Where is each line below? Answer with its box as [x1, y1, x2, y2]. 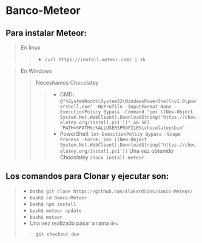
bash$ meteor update [29, 207, 82, 214]
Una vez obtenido [129, 147, 174, 155]
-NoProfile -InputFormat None [95, 104, 172, 110]
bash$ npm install [29, 201, 76, 207]
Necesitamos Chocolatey [35, 79, 99, 86]
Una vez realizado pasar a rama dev [29, 219, 119, 227]
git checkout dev [35, 231, 80, 237]
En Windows [20, 67, 52, 75]
